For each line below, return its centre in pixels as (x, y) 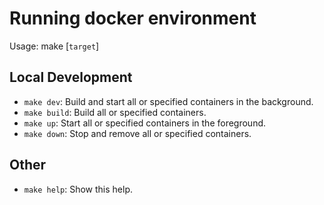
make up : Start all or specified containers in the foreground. (145, 123)
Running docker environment (133, 18)
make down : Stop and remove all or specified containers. (137, 133)
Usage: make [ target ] (54, 46)
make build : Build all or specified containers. (115, 112)
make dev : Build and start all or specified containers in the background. (168, 101)
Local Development (71, 77)
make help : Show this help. (78, 189)
